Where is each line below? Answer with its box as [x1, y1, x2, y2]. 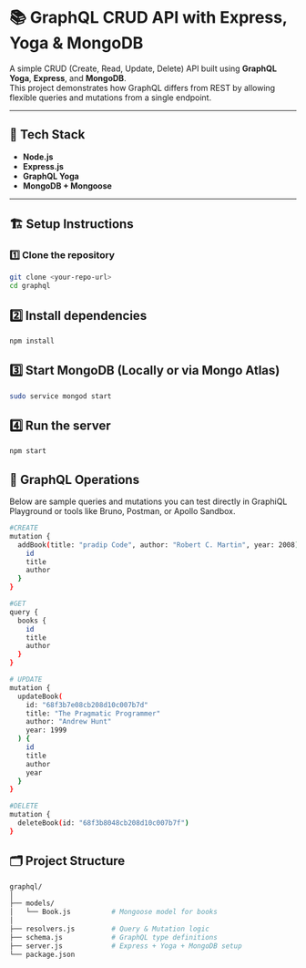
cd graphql [9, 282, 51, 291]
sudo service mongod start [9, 391, 112, 401]
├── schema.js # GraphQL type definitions [9, 932, 219, 942]
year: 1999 [25, 726, 67, 735]
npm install [9, 336, 55, 345]
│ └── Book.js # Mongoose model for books [9, 908, 219, 917]
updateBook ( [17, 692, 64, 701]
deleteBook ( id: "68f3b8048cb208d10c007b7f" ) [17, 819, 189, 828]
